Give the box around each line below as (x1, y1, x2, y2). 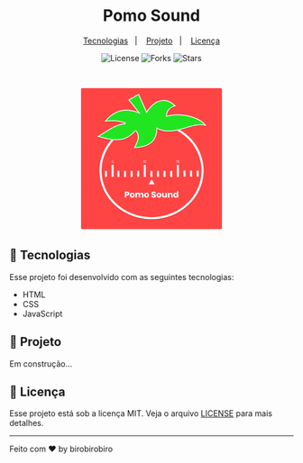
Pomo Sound (102, 5, 201, 26)
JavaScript (22, 308, 63, 319)
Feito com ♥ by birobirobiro (9, 443, 114, 455)
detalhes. (9, 418, 44, 429)
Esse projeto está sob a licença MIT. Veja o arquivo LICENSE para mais (9, 408, 273, 419)
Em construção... (9, 358, 73, 369)
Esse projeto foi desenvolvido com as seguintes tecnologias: (9, 271, 234, 282)
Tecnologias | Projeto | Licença (82, 35, 221, 46)
